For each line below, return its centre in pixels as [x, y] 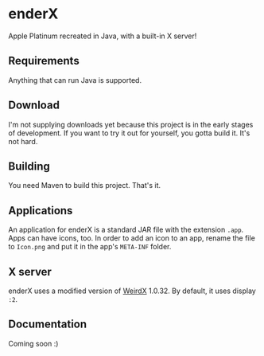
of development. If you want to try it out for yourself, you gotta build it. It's [129, 133]
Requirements [44, 61]
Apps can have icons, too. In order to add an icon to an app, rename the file [132, 238]
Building [29, 166]
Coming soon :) [33, 343]
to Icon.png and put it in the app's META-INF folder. [90, 247]
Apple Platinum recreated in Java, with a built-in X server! [103, 36]
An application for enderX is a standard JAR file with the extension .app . [126, 230]
